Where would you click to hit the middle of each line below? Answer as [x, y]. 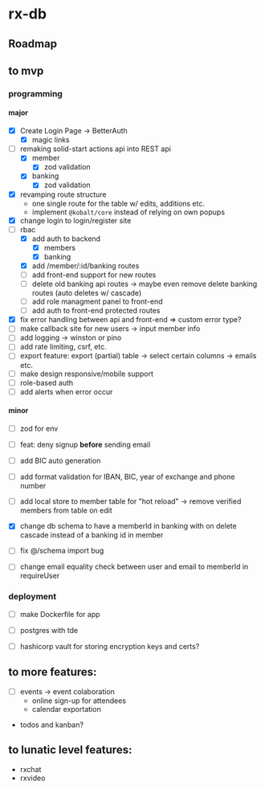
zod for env [39, 428]
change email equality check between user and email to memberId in [134, 566]
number [33, 486]
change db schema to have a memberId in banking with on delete [128, 526]
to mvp [26, 70]
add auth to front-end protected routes [96, 311]
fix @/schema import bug [62, 550]
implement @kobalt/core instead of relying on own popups [128, 212]
